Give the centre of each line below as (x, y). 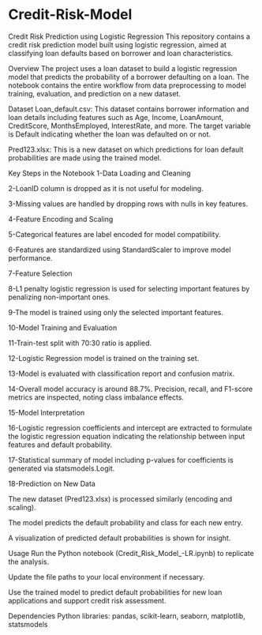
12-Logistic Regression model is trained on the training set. (104, 358)
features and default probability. (60, 445)
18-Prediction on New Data (52, 483)
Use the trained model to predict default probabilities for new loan (115, 592)
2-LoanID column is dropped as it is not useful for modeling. (106, 188)
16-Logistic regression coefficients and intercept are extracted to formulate (130, 427)
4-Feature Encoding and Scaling (61, 219)
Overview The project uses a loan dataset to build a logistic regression (123, 68)
